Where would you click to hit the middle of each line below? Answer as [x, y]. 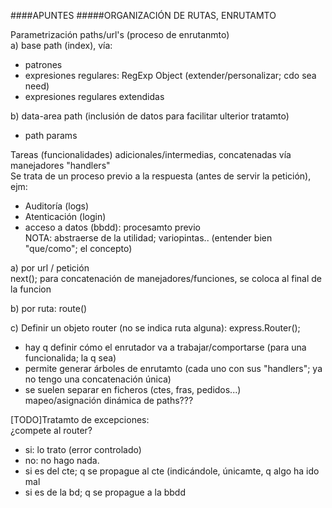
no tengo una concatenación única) [98, 379]
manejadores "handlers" [60, 165]
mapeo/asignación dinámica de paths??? [109, 400]
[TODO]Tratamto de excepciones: [80, 419]
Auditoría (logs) [57, 206]
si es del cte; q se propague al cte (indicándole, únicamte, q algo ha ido [172, 471]
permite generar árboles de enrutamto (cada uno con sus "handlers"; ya [173, 368]
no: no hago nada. [62, 460]
